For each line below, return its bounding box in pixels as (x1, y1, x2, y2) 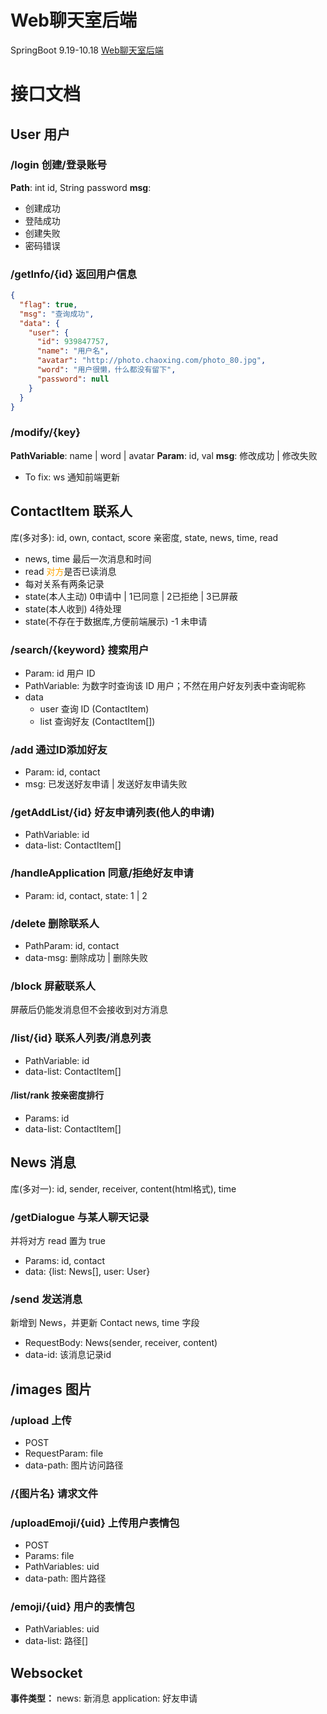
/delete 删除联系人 (10, 916, 100, 930)
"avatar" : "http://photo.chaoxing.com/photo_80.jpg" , (36, 356, 267, 366)
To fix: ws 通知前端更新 (24, 471, 121, 483)
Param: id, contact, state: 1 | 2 (24, 889, 148, 901)
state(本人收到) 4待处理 (24, 602, 122, 615)
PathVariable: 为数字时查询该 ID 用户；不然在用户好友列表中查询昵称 (24, 679, 307, 691)
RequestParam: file (24, 1447, 104, 1459)
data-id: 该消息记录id (24, 1349, 112, 1361)
